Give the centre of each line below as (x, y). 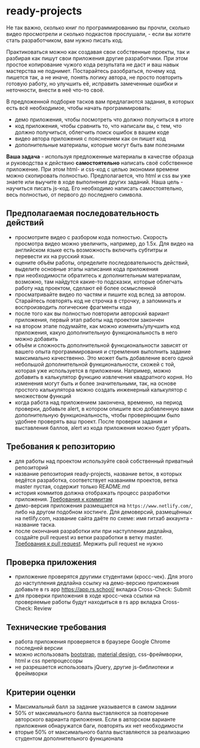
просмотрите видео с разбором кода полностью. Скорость (91, 237)
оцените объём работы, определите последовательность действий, (102, 262)
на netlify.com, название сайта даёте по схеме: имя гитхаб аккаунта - (104, 518)
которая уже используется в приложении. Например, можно (93, 370)
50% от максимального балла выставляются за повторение (92, 713)
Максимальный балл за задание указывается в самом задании (96, 706)
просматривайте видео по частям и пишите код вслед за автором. (100, 294)
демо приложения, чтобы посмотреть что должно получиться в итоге (104, 119)
